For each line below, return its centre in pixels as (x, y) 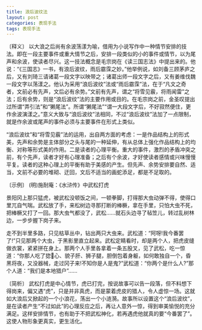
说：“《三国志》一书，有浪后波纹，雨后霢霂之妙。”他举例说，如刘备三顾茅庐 (98, 69)
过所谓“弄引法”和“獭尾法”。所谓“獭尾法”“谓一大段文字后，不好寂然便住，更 (99, 107)
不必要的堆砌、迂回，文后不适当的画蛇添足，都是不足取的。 (101, 172)
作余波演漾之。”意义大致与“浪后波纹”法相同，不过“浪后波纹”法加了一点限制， (100, 114)
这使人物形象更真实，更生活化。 (46, 321)
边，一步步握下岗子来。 (35, 220)
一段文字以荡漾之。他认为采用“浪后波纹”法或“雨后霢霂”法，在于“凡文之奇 (96, 84)
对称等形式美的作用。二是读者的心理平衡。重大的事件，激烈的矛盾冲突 (103, 150)
